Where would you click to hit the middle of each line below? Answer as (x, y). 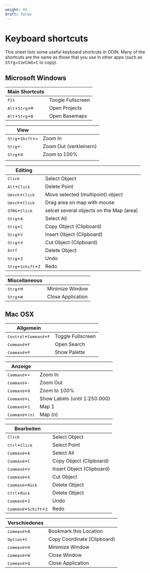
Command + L (19, 399)
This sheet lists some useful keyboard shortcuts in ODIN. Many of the (75, 52)
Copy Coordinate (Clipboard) (82, 539)
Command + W (19, 555)
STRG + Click (20, 211)
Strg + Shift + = (23, 138)
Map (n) (49, 414)
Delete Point (59, 187)
